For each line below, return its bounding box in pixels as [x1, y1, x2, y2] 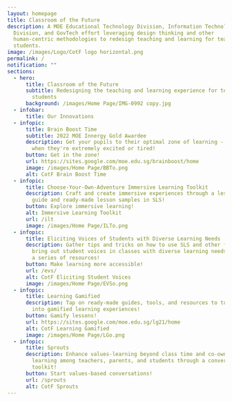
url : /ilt [25, 216, 54, 223]
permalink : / [7, 55, 45, 62]
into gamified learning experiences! [32, 306, 140, 313]
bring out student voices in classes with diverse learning [32, 248, 209, 255]
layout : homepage [7, 10, 57, 17]
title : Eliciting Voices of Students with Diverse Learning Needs [25, 235, 221, 242]
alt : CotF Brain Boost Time [25, 171, 107, 178]
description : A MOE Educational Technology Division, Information [7, 23, 202, 30]
